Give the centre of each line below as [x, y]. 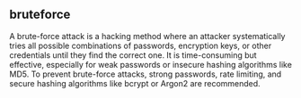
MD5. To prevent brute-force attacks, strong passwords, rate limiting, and [146, 74]
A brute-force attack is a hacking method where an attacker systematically [147, 36]
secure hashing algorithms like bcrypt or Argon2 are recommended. [135, 83]
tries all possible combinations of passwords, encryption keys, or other [141, 45]
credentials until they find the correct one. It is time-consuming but [133, 55]
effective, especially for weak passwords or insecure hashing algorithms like [150, 64]
